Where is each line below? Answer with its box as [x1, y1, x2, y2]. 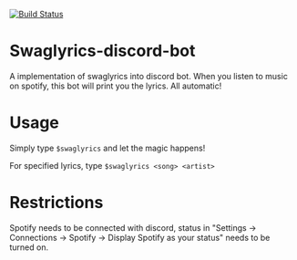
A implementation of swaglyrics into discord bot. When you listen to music [9, 70, 289, 81]
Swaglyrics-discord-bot [9, 41, 196, 61]
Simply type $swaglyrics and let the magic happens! [9, 142, 206, 153]
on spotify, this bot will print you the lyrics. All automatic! [9, 80, 222, 91]
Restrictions [9, 192, 104, 213]
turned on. [9, 242, 48, 253]
